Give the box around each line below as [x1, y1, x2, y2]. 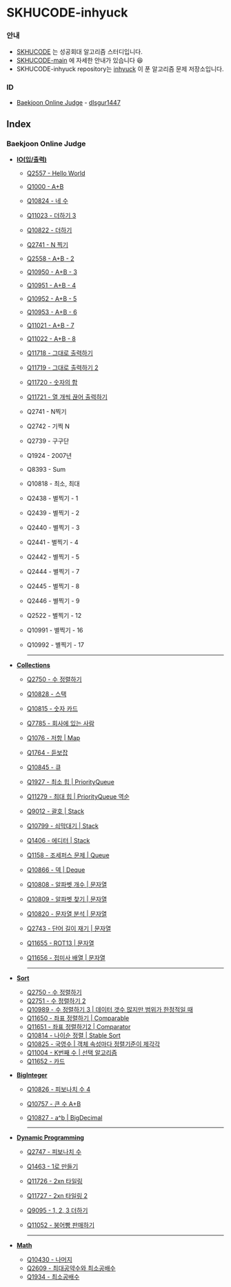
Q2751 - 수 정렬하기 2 [26, 997, 86, 1005]
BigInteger [16, 1071, 48, 1079]
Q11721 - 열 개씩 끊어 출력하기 [26, 393, 108, 401]
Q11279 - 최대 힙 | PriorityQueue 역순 [26, 792, 130, 801]
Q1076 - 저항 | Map [26, 734, 81, 742]
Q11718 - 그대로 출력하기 [26, 349, 94, 357]
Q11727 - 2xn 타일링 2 [26, 1192, 88, 1200]
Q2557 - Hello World [26, 169, 86, 177]
